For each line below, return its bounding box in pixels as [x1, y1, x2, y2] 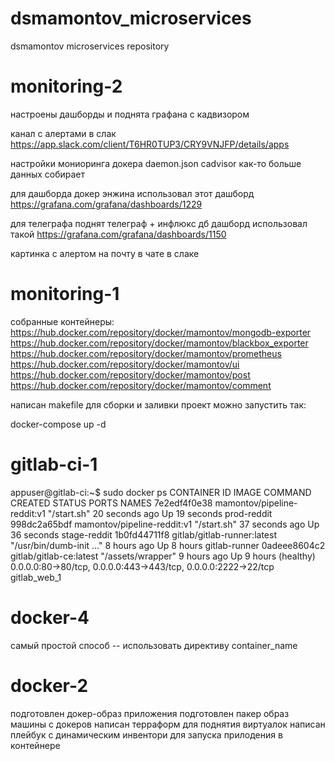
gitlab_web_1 [10, 571, 62, 583]
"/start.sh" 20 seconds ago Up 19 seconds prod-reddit [47, 507, 273, 519]
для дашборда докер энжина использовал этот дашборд [10, 187, 255, 199]
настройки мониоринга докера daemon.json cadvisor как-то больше [10, 157, 302, 169]
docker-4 [10, 606, 90, 629]
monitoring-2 [10, 75, 123, 98]
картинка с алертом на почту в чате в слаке [10, 247, 200, 259]
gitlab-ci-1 [10, 453, 98, 476]
